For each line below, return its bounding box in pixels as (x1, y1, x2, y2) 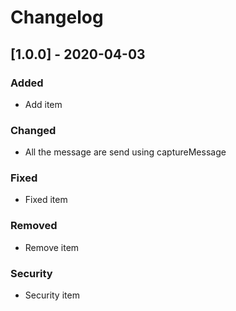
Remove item (24, 241, 80, 253)
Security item (24, 289, 80, 301)
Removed (10, 219, 58, 233)
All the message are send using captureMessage (24, 146, 227, 158)
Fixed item (24, 194, 68, 206)
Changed (10, 123, 57, 137)
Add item (24, 98, 63, 110)
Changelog (10, 6, 104, 29)
